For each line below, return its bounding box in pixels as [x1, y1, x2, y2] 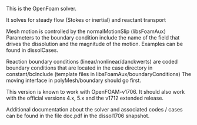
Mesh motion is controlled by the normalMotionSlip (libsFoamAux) [6, 28, 166, 35]
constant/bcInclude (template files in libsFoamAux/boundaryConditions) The [6, 71, 192, 77]
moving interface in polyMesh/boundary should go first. [6, 77, 141, 84]
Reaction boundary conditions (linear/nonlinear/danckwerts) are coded [6, 58, 178, 65]
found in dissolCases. [6, 47, 59, 54]
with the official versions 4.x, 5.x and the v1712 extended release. [6, 94, 163, 101]
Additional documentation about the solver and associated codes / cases [6, 106, 183, 113]
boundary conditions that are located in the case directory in [6, 64, 153, 71]
